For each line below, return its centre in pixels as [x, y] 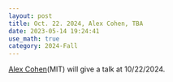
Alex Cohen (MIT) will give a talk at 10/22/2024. [87, 69]
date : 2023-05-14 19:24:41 [54, 31]
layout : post [30, 16]
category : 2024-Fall [43, 46]
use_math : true [34, 39]
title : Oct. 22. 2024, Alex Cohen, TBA [76, 24]
